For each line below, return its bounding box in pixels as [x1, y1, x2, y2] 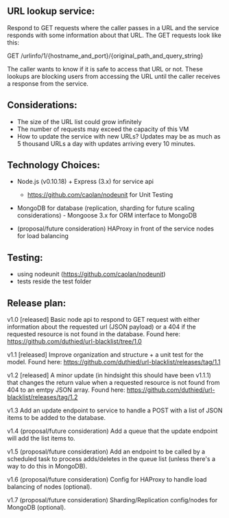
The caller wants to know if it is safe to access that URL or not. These [7, 64, 204, 73]
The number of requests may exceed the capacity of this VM [16, 125, 189, 133]
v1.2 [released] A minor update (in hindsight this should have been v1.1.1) [7, 371, 211, 379]
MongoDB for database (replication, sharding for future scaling [16, 204, 195, 212]
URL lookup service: [7, 5, 95, 17]
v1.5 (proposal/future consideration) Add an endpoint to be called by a [7, 447, 206, 456]
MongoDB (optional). [7, 504, 67, 512]
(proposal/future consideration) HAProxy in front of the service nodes [16, 224, 215, 233]
